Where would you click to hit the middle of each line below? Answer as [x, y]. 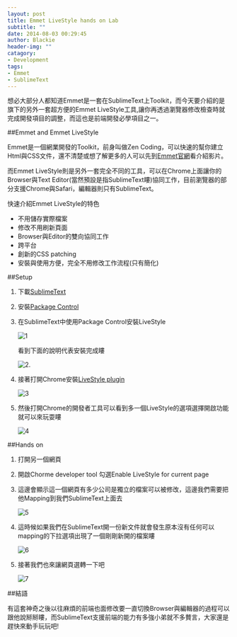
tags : [15, 67]
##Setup [20, 277]
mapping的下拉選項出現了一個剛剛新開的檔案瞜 [86, 536]
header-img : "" [30, 47]
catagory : [22, 54]
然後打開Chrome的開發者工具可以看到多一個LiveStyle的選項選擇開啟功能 [123, 408]
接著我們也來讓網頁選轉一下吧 [61, 565]
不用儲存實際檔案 [42, 219]
